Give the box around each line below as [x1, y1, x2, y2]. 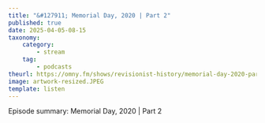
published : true [8, 19, 62, 27]
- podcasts [36, 63, 73, 71]
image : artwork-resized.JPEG [8, 77, 104, 85]
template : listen [8, 84, 65, 93]
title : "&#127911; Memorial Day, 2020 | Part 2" [8, 11, 171, 20]
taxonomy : [8, 33, 41, 42]
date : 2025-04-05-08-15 [8, 26, 87, 34]
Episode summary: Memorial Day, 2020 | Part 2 [8, 106, 162, 116]
